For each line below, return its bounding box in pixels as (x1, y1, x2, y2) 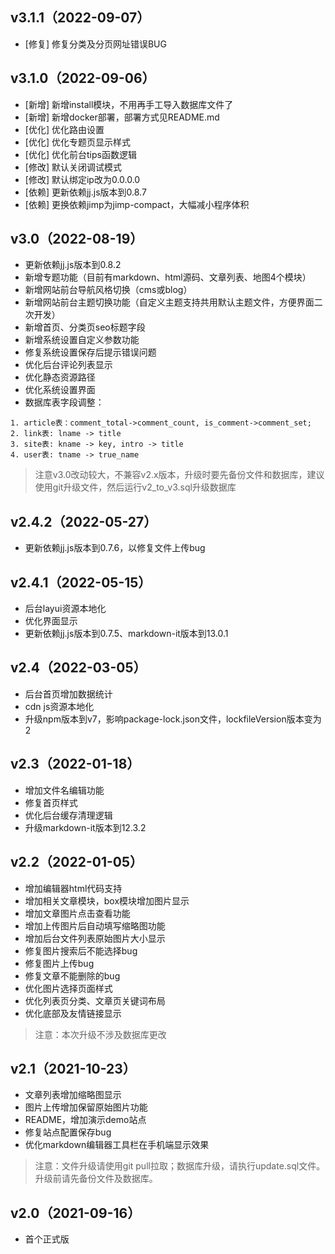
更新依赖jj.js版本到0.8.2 (24, 259, 122, 271)
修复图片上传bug (24, 957, 95, 969)
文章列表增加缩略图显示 (24, 1089, 122, 1101)
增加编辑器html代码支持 (24, 882, 123, 894)
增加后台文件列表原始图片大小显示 (24, 932, 166, 944)
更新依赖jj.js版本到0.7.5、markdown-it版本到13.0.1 (24, 628, 229, 640)
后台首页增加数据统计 (24, 688, 113, 700)
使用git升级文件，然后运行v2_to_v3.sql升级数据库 (34, 481, 237, 493)
